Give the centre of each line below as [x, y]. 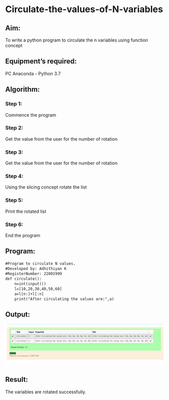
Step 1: [14, 104]
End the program [23, 235]
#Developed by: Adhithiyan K [36, 269]
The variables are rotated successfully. [46, 392]
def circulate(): [24, 279]
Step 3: [14, 152]
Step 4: [14, 176]
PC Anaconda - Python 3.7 [33, 73]
